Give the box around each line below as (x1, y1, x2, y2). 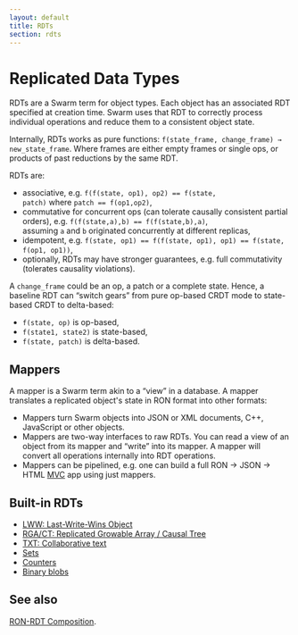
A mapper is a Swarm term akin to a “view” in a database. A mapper (9, 386, 259, 397)
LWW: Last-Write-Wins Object (21, 519, 133, 530)
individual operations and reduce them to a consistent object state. (9, 117, 255, 128)
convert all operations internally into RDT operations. (21, 450, 216, 461)
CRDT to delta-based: (34, 300, 114, 311)
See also (9, 592, 58, 607)
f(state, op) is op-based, (21, 317, 120, 328)
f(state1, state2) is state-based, (21, 327, 148, 338)
